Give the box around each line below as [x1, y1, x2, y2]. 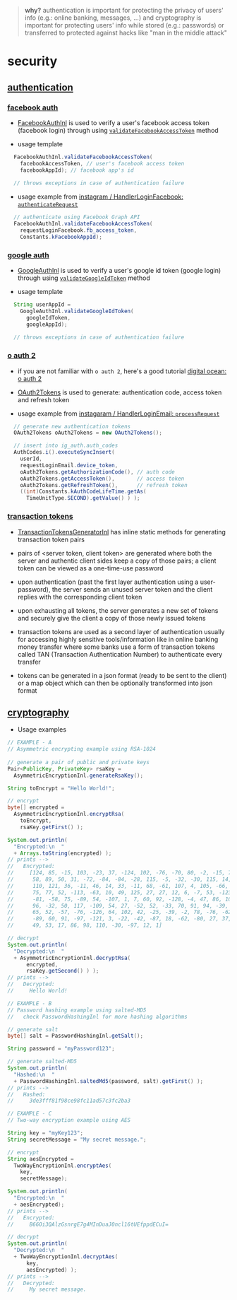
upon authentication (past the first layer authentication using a [17, 578, 199, 586]
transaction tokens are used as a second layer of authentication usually [17, 627, 225, 636]
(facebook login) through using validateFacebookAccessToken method [17, 126, 219, 134]
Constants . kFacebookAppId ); [20, 233, 102, 240]
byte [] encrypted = [7, 804, 65, 812]
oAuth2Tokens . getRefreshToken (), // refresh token [20, 481, 188, 488]
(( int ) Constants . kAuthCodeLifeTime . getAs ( [20, 488, 147, 496]
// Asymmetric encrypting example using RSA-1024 [7, 746, 157, 753]
